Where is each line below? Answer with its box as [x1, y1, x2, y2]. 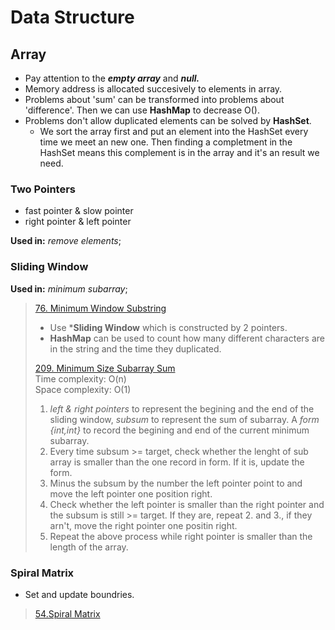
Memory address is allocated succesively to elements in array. [24, 83, 283, 95]
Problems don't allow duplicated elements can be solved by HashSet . [24, 115, 312, 126]
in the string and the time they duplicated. [49, 342, 222, 355]
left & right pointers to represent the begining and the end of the [49, 402, 315, 415]
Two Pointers [10, 182, 77, 196]
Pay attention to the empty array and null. [24, 72, 200, 84]
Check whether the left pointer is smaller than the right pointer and [49, 498, 325, 510]
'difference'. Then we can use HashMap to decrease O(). [24, 104, 260, 116]
